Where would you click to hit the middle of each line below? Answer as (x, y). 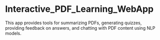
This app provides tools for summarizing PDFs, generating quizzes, (73, 23)
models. (13, 33)
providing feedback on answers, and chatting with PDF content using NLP (80, 28)
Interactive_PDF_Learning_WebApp (80, 9)
